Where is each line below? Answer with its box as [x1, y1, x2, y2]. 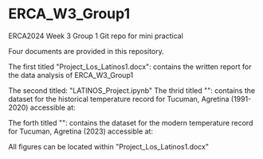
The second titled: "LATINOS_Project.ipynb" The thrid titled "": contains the [8, 85, 256, 95]
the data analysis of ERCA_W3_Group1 [8, 70, 134, 79]
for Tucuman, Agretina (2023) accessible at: [8, 126, 154, 136]
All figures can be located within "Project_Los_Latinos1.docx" [8, 142, 210, 151]
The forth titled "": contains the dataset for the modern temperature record [8, 118, 253, 127]
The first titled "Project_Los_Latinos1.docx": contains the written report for [8, 61, 252, 72]
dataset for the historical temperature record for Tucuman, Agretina [8, 94, 230, 103]
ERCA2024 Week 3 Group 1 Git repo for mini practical [8, 31, 183, 41]
